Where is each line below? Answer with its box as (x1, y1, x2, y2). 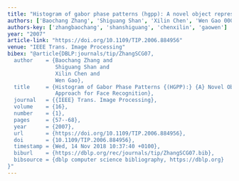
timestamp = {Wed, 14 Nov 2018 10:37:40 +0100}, (14, 143, 161, 150)
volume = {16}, (14, 103, 69, 110)
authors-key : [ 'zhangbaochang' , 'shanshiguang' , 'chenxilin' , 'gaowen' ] (7, 24, 228, 31)
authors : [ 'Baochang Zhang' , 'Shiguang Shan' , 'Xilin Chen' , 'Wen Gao (7, 17, 221, 24)
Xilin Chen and (55, 70, 100, 77)
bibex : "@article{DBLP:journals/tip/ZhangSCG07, (7, 51, 154, 58)
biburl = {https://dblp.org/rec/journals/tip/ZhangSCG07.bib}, (14, 150, 215, 157)
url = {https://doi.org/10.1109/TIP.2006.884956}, (14, 130, 186, 137)
